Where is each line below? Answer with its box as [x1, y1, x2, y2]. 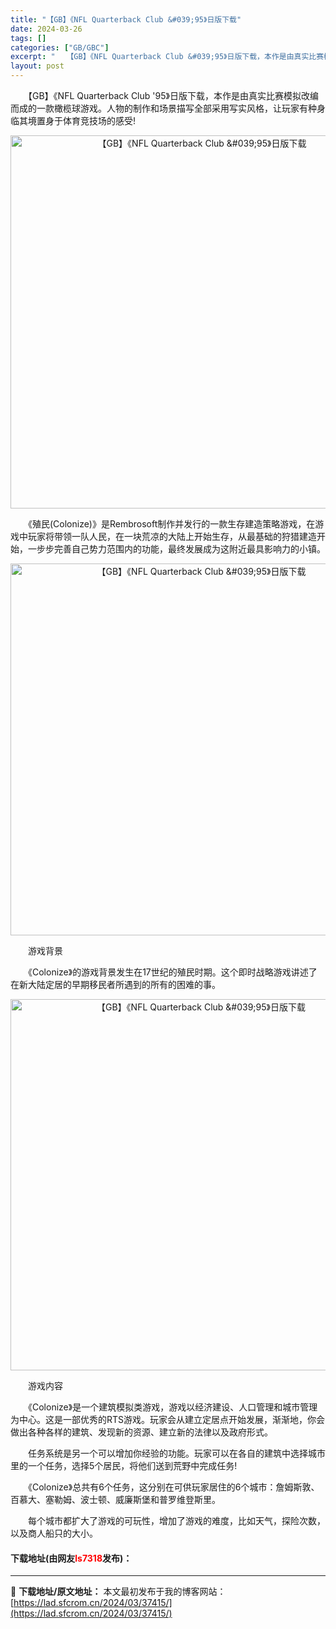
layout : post [10, 61, 65, 71]
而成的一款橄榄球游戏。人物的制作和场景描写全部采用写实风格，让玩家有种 [10, 102, 317, 114]
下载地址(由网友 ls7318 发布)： [10, 1552, 133, 1564]
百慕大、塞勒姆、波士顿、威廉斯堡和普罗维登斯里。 [10, 1494, 221, 1505]
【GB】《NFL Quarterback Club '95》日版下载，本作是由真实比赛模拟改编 [27, 90, 319, 101]
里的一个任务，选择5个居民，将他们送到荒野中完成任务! [10, 1460, 238, 1471]
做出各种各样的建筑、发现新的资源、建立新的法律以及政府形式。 [10, 1426, 273, 1438]
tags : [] [10, 33, 47, 43]
